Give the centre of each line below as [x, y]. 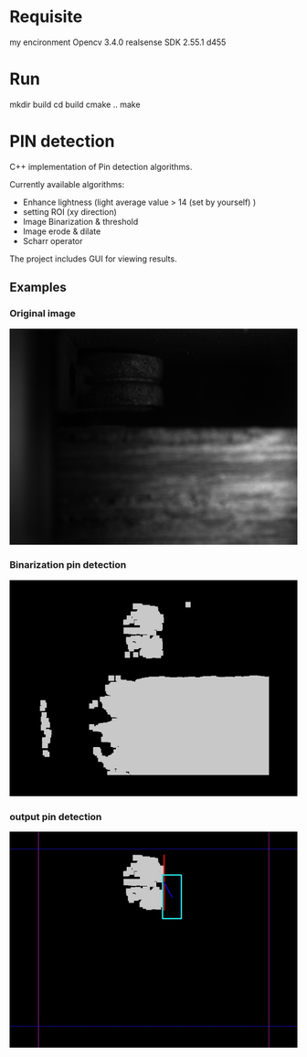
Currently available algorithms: [67, 184]
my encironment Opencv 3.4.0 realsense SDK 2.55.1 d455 [118, 42]
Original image [42, 314]
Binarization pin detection [68, 565]
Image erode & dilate [62, 231]
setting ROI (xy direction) [69, 211]
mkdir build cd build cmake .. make [75, 104]
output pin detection [56, 817]
